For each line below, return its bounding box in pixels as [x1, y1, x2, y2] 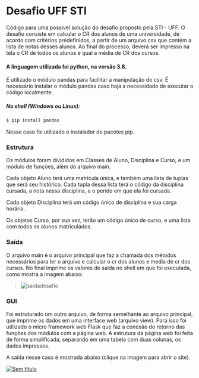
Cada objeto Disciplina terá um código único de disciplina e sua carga [6, 199, 177, 206]
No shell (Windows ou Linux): [6, 103, 80, 110]
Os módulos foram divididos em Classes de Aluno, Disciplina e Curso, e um [6, 157, 191, 164]
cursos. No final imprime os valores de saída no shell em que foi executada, [6, 264, 191, 271]
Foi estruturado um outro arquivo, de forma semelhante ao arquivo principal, [6, 310, 193, 317]
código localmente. [6, 89, 53, 96]
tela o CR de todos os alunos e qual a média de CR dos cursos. [6, 49, 160, 56]
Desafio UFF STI [6, 4, 87, 18]
